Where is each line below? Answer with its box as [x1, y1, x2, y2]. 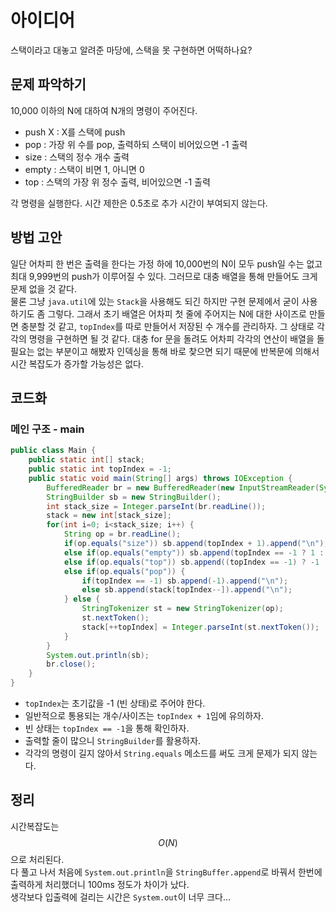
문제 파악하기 [10, 76, 87, 93]
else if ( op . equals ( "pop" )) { [63, 566, 186, 576]
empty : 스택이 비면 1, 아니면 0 [24, 163, 145, 175]
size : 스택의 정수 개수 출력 [24, 151, 130, 163]
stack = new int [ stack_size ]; [46, 511, 172, 521]
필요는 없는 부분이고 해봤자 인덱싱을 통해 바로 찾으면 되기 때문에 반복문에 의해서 [10, 345, 320, 357]
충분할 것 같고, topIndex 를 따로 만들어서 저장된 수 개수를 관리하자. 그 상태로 [20, 320, 315, 332]
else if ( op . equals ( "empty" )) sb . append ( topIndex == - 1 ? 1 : [63, 547, 325, 558]
